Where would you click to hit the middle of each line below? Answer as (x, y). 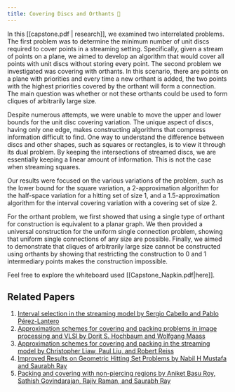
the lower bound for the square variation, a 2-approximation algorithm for (113, 188)
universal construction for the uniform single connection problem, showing (115, 231)
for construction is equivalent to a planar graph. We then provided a (105, 224)
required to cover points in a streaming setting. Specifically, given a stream (115, 48)
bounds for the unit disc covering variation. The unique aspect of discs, (110, 122)
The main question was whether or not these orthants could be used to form (117, 93)
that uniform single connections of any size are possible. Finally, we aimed (115, 239)
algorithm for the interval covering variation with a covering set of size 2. (112, 203)
